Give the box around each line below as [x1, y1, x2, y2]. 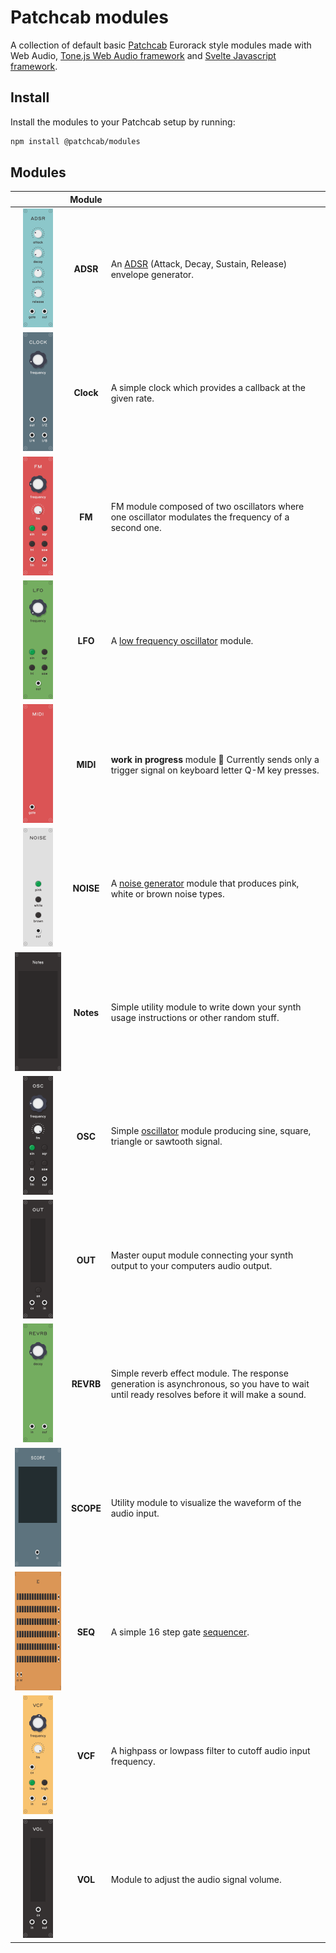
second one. [110, 521, 162, 533]
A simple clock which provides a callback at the [110, 381, 306, 393]
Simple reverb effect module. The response [110, 1367, 289, 1380]
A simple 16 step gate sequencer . [110, 1626, 250, 1638]
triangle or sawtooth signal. [110, 1136, 223, 1148]
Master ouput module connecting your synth [110, 1249, 294, 1261]
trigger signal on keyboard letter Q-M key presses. [110, 764, 320, 776]
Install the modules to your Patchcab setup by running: [10, 116, 236, 128]
